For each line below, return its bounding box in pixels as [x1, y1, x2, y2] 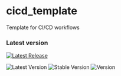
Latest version [6, 39, 48, 47]
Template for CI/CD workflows [6, 24, 80, 31]
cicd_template [6, 4, 78, 18]
